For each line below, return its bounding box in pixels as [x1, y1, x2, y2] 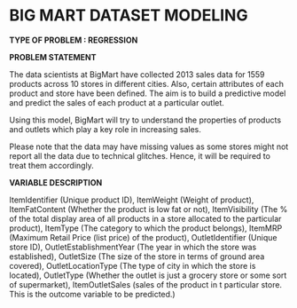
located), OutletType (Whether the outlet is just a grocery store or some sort [9, 270, 287, 280]
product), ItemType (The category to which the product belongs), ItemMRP [9, 223, 283, 233]
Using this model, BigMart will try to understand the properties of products [9, 115, 282, 125]
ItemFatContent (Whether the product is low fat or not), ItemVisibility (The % [9, 203, 288, 214]
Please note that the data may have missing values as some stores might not [9, 141, 289, 152]
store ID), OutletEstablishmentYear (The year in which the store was [9, 241, 257, 252]
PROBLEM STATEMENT [9, 51, 97, 62]
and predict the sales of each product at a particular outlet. [9, 97, 224, 107]
